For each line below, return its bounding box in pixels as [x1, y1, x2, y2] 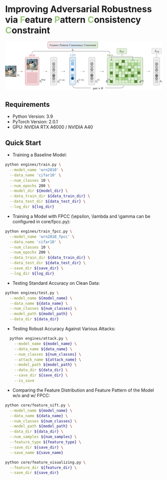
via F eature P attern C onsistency [5, 14, 141, 25]
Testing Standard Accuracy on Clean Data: [12, 280, 100, 286]
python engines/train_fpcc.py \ [5, 229, 72, 234]
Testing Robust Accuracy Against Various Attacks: [12, 326, 116, 332]
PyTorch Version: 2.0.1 [12, 119, 58, 125]
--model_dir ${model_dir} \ [9, 188, 68, 193]
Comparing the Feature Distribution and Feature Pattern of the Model [12, 387, 155, 393]
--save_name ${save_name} [9, 450, 64, 455]
